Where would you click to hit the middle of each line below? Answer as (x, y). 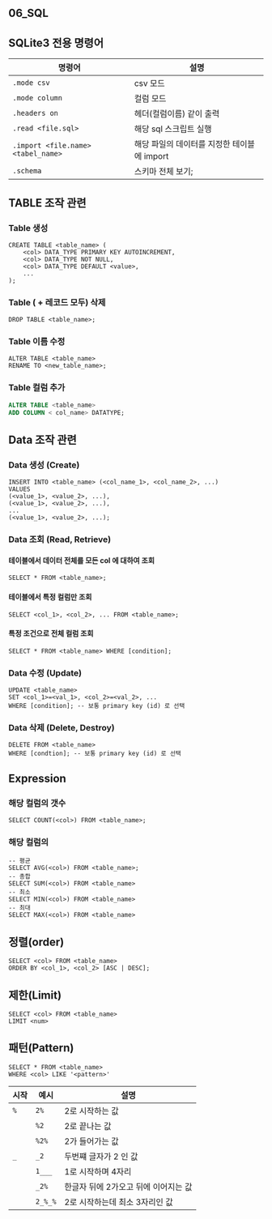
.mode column (38, 98)
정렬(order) (36, 942)
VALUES (19, 489)
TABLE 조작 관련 (47, 203)
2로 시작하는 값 (91, 1110)
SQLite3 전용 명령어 (56, 43)
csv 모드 (149, 83)
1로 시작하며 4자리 (98, 1171)
